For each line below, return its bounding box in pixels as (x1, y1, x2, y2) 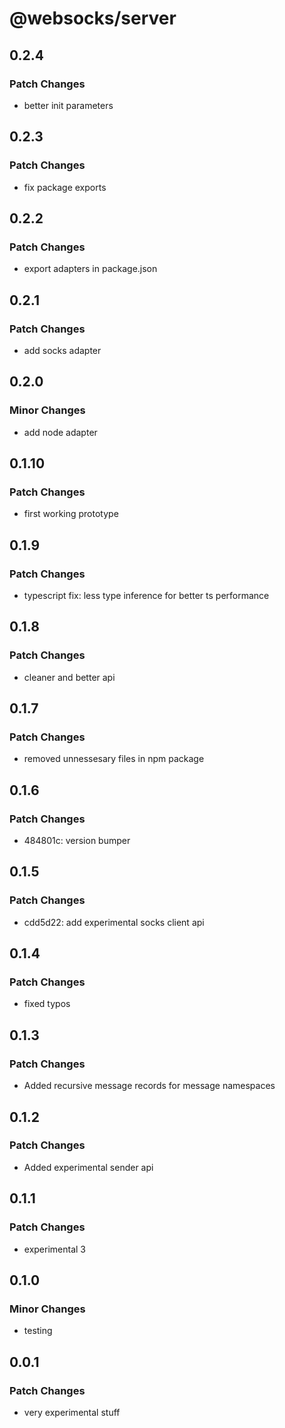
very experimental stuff (23, 1406, 121, 1418)
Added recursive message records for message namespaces (23, 1080, 276, 1092)
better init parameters (23, 99, 114, 111)
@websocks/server (9, 7, 177, 30)
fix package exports (23, 181, 107, 193)
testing (23, 1325, 53, 1337)
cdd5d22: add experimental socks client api (23, 916, 205, 928)
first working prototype (23, 508, 119, 520)
